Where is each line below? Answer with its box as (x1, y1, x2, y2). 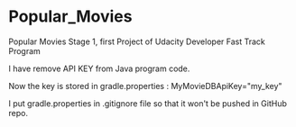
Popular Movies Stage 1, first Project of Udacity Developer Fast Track (8, 36, 265, 47)
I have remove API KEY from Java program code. (8, 63, 190, 74)
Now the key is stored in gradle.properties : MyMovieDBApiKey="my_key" (8, 80, 282, 91)
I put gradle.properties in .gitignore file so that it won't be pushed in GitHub (8, 97, 288, 109)
